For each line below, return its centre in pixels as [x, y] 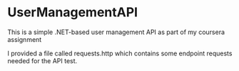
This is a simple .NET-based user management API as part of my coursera [116, 32]
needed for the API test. [42, 60]
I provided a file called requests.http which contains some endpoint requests [120, 53]
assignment [25, 39]
